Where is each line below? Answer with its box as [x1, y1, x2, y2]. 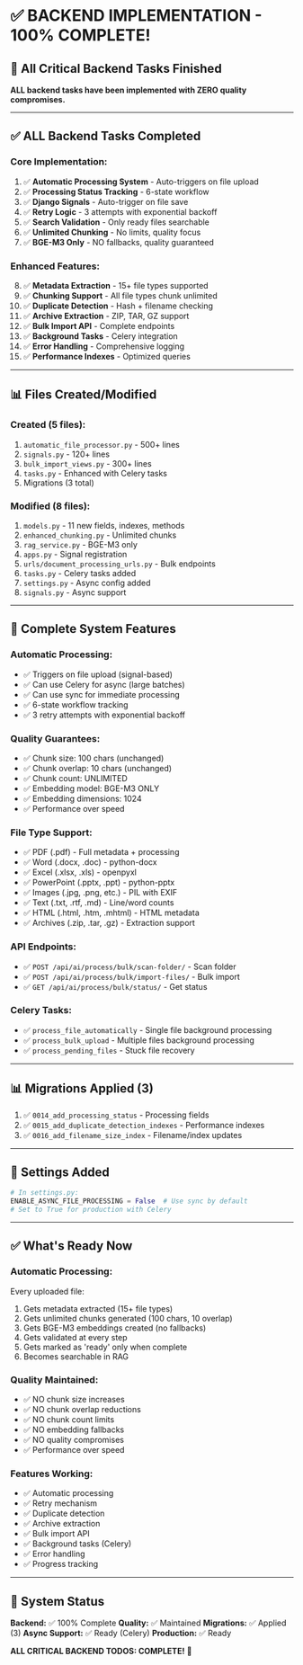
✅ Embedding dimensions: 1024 [22, 793, 142, 804]
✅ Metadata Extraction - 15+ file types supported [22, 280, 209, 290]
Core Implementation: [10, 156, 108, 168]
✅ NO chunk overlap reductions [22, 1404, 142, 1415]
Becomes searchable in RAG [22, 1350, 129, 1362]
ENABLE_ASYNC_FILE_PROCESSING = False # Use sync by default [10, 1197, 248, 1206]
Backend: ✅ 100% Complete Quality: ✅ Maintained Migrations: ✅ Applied [10, 1617, 287, 1628]
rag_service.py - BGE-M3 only [22, 539, 138, 549]
